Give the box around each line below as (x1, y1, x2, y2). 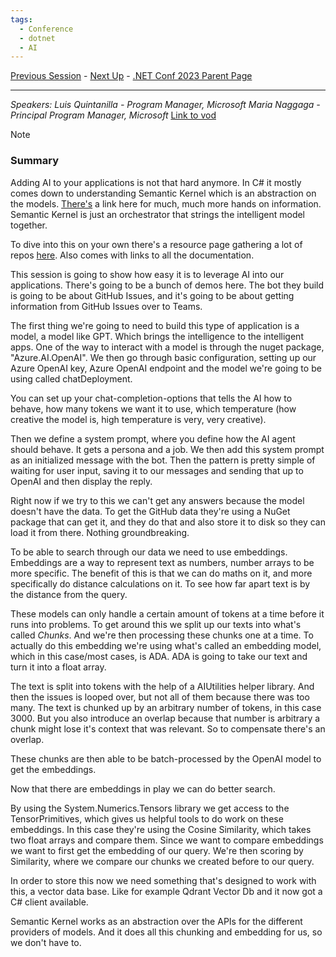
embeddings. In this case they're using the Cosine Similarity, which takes (10, 823, 312, 835)
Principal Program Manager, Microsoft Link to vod (10, 109, 217, 121)
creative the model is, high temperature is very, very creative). (10, 413, 267, 425)
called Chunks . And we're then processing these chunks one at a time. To (10, 629, 314, 641)
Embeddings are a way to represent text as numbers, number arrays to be (10, 556, 315, 568)
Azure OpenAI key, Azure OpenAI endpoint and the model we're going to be (10, 362, 322, 374)
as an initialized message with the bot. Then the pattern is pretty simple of (10, 454, 316, 466)
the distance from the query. (10, 588, 128, 600)
